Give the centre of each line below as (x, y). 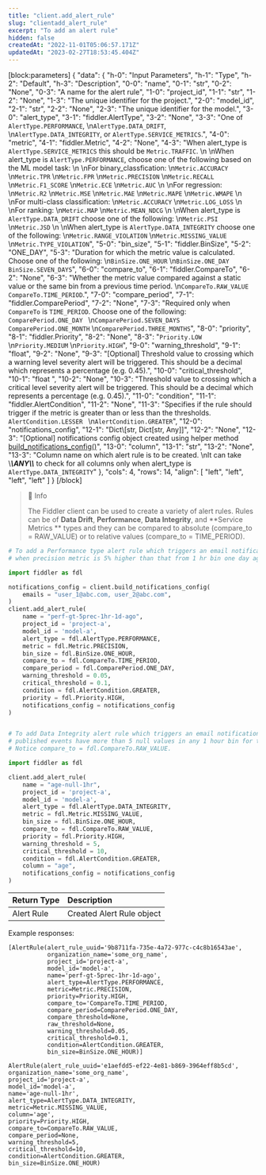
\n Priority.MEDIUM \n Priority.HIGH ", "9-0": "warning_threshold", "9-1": (124, 345)
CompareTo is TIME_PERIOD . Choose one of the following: (97, 311)
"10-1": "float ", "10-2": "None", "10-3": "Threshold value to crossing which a (133, 379)
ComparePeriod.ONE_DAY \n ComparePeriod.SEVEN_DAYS (94, 320)
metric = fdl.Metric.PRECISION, (76, 646)
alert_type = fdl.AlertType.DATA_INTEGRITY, (97, 807)
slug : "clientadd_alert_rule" (58, 23)
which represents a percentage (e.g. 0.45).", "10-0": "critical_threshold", (125, 371)
